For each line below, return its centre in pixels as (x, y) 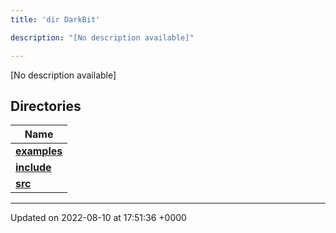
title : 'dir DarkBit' (55, 19)
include (33, 168)
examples (39, 151)
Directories (46, 106)
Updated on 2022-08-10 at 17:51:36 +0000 (98, 218)
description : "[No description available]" (102, 37)
